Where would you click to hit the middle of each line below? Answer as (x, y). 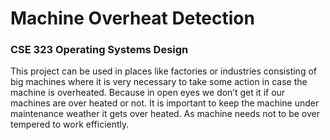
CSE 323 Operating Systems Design (99, 50)
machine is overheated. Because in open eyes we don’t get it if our (148, 93)
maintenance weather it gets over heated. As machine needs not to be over (165, 114)
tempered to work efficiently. (70, 124)
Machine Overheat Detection (132, 18)
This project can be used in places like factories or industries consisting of (163, 71)
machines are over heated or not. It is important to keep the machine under (165, 103)
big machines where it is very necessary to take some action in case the (159, 82)
